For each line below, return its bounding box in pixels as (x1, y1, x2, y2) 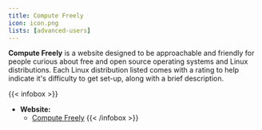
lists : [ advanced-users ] (8, 26, 91, 34)
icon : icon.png (8, 19, 59, 27)
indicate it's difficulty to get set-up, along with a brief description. (8, 73, 224, 84)
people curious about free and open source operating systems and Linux (8, 57, 248, 66)
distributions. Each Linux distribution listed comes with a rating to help (8, 65, 240, 75)
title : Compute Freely (8, 11, 84, 20)
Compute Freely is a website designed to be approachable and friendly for (8, 49, 255, 58)
